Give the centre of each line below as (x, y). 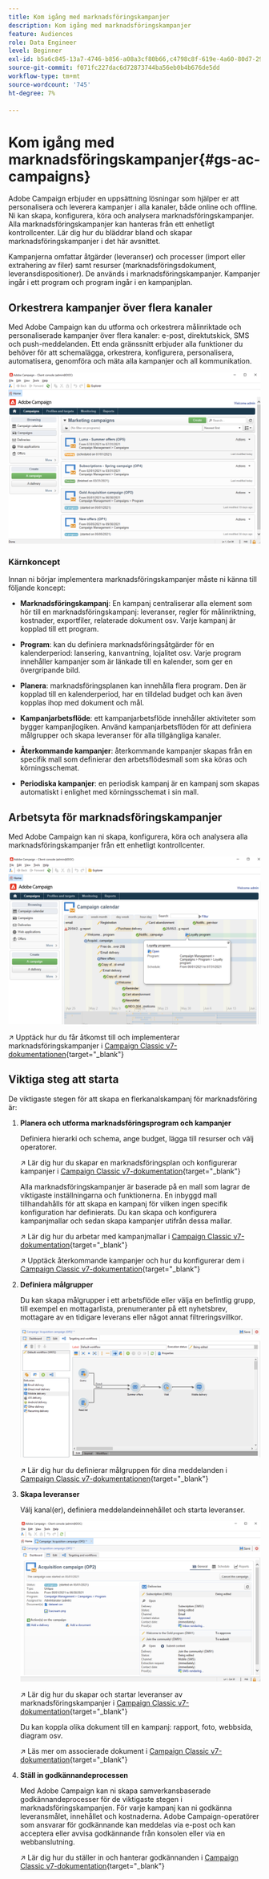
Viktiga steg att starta (64, 1080)
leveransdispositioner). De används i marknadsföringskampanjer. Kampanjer (134, 274)
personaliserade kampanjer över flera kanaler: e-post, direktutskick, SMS (129, 336)
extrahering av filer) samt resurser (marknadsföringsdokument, (112, 266)
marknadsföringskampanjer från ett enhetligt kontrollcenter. (107, 845)
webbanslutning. (47, 1841)
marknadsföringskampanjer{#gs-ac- (134, 159)
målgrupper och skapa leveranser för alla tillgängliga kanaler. (120, 735)
